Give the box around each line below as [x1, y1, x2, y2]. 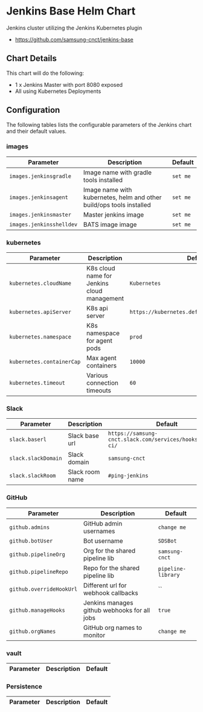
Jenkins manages [83, 599, 134, 607]
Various [86, 371, 109, 380]
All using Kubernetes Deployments [14, 87, 101, 95]
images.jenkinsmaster [9, 211, 71, 218]
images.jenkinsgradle [9, 173, 71, 179]
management [86, 294, 124, 303]
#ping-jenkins [108, 472, 149, 479]
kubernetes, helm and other [83, 193, 162, 202]
